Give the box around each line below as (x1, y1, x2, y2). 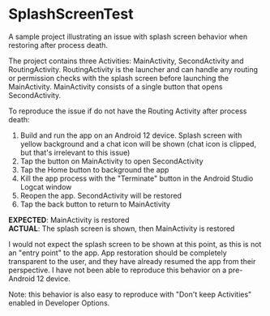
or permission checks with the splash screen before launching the (8, 73, 229, 83)
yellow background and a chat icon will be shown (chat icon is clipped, (19, 139, 257, 148)
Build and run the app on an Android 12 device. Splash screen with (19, 130, 242, 140)
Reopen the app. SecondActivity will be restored (19, 190, 182, 200)
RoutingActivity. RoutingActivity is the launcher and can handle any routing (8, 64, 258, 74)
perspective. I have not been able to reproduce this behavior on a (8, 265, 227, 275)
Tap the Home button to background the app (19, 164, 169, 174)
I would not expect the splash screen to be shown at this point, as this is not (8, 239, 262, 249)
